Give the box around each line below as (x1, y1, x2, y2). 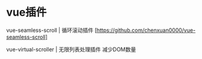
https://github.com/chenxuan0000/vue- (96, 26, 196, 34)
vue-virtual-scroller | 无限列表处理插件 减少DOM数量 (6, 46, 136, 53)
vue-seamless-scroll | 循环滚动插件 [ (6, 26, 97, 34)
